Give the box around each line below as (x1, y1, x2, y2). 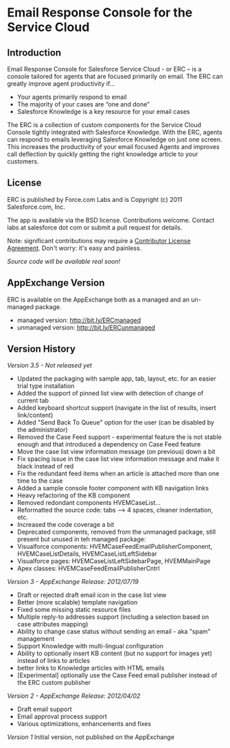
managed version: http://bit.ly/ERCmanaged (16, 316, 141, 324)
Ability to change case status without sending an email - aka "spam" (16, 627, 211, 636)
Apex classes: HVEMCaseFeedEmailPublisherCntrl (16, 565, 160, 573)
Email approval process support (16, 712, 108, 721)
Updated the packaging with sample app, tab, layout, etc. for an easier (16, 374, 216, 383)
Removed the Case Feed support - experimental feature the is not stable (16, 433, 222, 441)
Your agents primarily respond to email (16, 93, 127, 101)
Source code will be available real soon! (7, 257, 121, 265)
